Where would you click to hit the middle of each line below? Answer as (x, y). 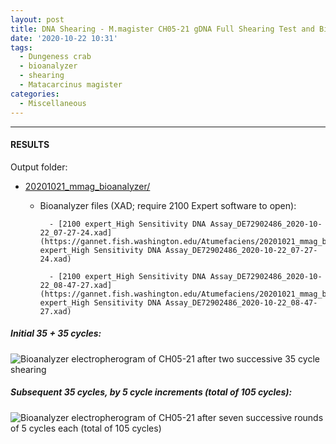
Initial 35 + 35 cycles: (56, 333)
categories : (35, 94)
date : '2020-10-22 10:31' (64, 38)
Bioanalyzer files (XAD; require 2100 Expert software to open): (168, 205)
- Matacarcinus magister (71, 85)
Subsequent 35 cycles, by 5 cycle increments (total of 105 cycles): (151, 392)
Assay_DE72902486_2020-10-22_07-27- (241, 250)
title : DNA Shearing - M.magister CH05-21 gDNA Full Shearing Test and (162, 29)
